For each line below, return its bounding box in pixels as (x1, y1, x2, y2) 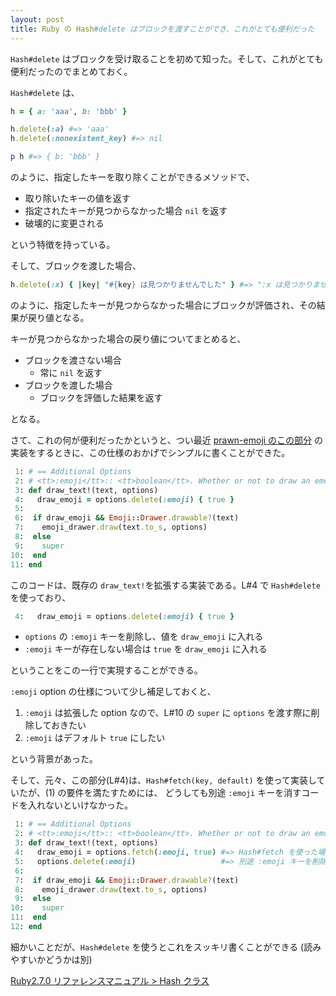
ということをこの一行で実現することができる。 (10, 664, 203, 676)
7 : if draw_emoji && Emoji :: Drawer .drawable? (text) (14, 875, 240, 885)
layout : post (10, 14, 65, 25)
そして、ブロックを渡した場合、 (10, 260, 142, 271)
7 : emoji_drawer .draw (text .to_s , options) (14, 522, 208, 533)
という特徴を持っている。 (10, 239, 116, 250)
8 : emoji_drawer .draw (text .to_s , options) (14, 884, 208, 895)
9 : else (14, 894, 52, 904)
